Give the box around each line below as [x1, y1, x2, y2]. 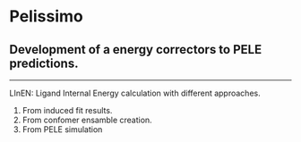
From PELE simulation [21, 124, 103, 135]
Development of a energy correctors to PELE [9, 42, 262, 57]
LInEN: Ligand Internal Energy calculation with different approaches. [9, 88, 262, 98]
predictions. [9, 55, 79, 71]
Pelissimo [9, 6, 83, 27]
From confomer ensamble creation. [21, 114, 152, 125]
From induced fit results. [21, 105, 113, 115]
